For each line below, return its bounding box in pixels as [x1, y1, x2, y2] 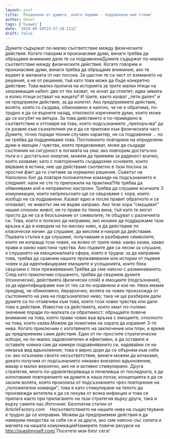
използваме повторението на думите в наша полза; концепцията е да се [5, 374, 163, 380]
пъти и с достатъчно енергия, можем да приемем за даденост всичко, [5, 153, 159, 159]
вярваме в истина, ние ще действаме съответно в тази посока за [5, 163, 148, 170]
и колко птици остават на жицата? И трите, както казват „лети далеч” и [5, 93, 160, 99]
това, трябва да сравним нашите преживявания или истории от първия [5, 255, 160, 261]
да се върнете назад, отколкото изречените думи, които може [25, 110, 161, 116]
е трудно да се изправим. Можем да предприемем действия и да [5, 412, 148, 418]
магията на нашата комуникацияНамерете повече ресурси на [5, 422, 140, 428]
